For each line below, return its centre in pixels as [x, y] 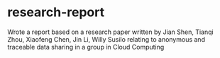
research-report [56, 12]
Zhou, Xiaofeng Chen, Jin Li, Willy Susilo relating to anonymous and [106, 39]
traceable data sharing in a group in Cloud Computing [86, 47]
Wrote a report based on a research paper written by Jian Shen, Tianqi [111, 32]
